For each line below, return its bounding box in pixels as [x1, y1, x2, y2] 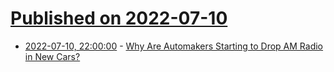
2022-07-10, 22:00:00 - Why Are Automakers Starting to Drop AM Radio [24, 40, 324, 52]
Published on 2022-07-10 [10, 7, 228, 30]
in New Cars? [24, 50, 81, 62]
